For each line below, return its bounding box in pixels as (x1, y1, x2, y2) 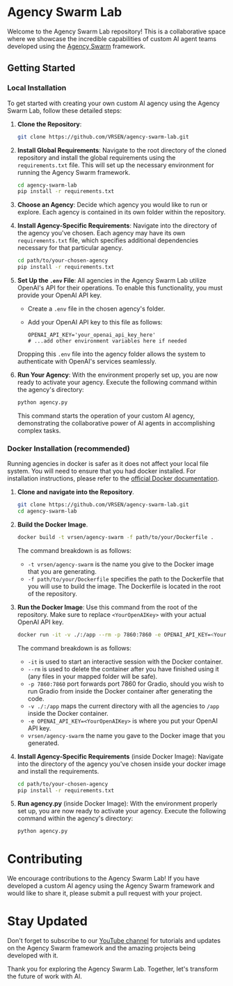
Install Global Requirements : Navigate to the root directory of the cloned (17, 146, 227, 154)
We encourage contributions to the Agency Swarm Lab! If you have (7, 875, 200, 883)
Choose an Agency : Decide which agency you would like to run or (17, 201, 208, 209)
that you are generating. (27, 567, 97, 575)
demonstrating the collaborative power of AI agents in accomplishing (17, 418, 216, 427)
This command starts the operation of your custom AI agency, (17, 412, 195, 420)
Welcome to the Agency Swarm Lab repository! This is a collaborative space (7, 27, 226, 36)
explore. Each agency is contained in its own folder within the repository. (17, 208, 226, 217)
